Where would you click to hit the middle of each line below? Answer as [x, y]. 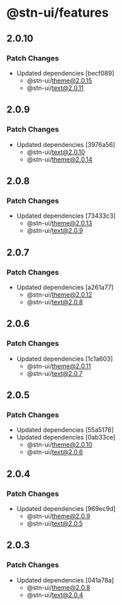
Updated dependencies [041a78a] [65, 580]
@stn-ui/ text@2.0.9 [55, 231]
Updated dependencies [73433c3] [66, 216]
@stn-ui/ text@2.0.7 [55, 373]
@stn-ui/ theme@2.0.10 [60, 444]
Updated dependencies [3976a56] [66, 144]
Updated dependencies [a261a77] [65, 287]
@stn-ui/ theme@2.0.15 [59, 80]
